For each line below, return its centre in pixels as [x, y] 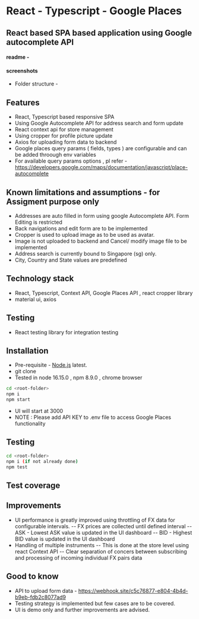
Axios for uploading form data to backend [66, 142]
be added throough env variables [55, 155]
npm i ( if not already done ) [42, 461]
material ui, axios [35, 299]
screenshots [22, 71]
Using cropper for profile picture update [64, 136]
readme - [18, 57]
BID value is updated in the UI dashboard [65, 539]
